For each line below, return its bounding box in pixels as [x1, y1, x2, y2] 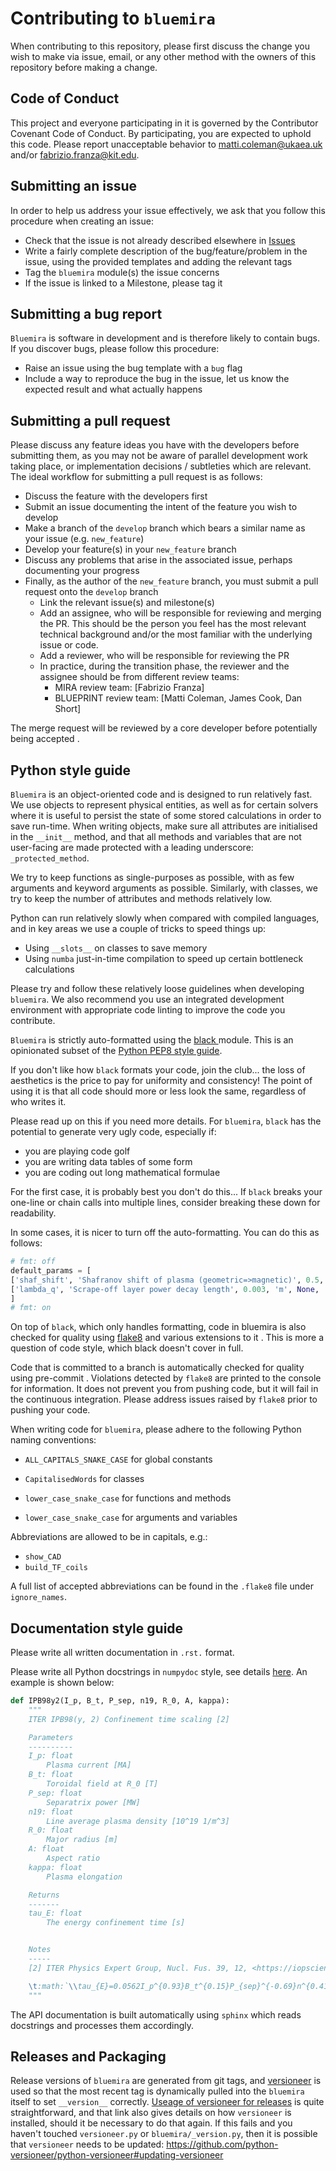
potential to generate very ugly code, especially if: [10, 1126, 217, 1137]
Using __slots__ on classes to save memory [24, 942, 208, 954]
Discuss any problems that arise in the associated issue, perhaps [24, 554, 293, 566]
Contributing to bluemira [10, 7, 216, 30]
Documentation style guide [10, 1620, 184, 1637]
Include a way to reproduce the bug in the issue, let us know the [24, 373, 290, 385]
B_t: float [28, 1770, 74, 1780]
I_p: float [28, 1751, 74, 1761]
